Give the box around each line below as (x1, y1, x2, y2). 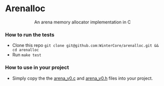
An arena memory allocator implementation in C (34, 19, 131, 25)
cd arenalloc (12, 47, 39, 53)
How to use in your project (5, 64, 69, 71)
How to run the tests (5, 31, 55, 38)
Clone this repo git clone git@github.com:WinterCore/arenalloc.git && (12, 43, 159, 48)
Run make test (12, 52, 42, 58)
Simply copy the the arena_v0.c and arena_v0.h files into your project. (12, 75, 153, 81)
